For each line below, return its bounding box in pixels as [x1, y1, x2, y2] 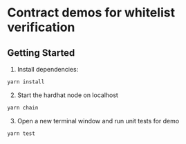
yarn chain [7, 104, 39, 111]
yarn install [7, 79, 45, 85]
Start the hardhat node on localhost [17, 91, 119, 99]
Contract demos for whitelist [7, 5, 175, 21]
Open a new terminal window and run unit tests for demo [17, 116, 180, 125]
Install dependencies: [17, 65, 79, 73]
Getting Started [7, 47, 75, 59]
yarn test [7, 130, 36, 137]
